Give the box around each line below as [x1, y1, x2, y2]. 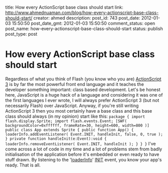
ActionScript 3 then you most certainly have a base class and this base [5, 108, 152, 114]
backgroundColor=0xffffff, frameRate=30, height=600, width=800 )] [5, 123, 150, 128]
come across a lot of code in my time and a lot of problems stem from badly [5, 146, 162, 152]
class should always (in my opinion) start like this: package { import [5, 113, 145, 119]
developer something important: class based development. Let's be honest [5, 86, 160, 93]
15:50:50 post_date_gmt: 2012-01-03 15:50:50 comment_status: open [12, 20, 155, 26]
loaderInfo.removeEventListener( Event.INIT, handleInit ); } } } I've [5, 140, 156, 146]
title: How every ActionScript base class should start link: [5, 5, 124, 10]
